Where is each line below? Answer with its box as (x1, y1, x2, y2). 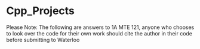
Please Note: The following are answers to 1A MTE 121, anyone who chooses (6, 24, 195, 31)
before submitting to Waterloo (6, 36, 80, 43)
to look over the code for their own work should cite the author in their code (6, 30, 193, 37)
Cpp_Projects (6, 4, 75, 18)
